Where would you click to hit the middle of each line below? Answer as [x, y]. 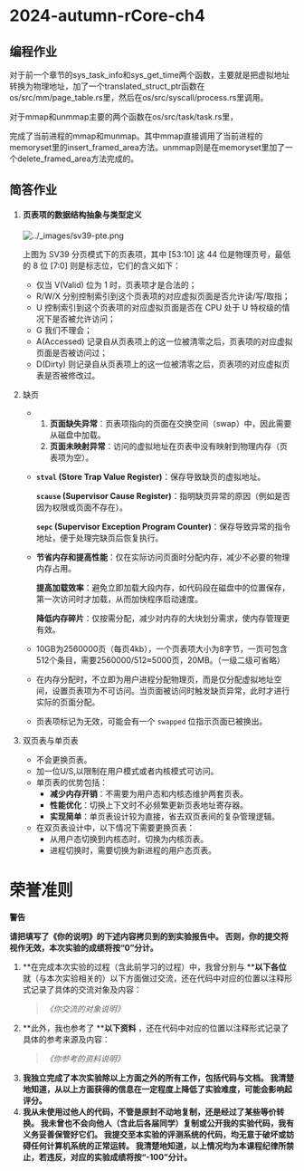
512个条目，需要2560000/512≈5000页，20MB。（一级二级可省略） [160, 660]
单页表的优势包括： [72, 782]
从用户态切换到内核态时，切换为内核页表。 [129, 839]
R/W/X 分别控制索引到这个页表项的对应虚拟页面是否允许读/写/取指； [163, 296]
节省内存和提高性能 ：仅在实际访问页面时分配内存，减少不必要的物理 [163, 557]
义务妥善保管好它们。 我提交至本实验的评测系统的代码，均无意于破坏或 [154, 1134]
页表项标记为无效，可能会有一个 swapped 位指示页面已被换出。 [152, 721]
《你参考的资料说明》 [85, 1058]
